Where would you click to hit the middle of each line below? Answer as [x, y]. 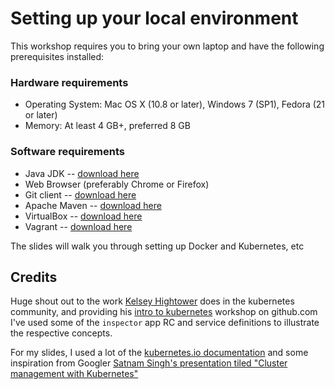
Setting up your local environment [154, 18]
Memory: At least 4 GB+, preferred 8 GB [107, 126]
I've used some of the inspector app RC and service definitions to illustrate [165, 323]
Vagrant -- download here [78, 226]
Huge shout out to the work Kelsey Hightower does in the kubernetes [152, 301]
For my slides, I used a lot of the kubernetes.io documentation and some [159, 353]
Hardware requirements [69, 82]
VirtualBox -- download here [83, 216]
